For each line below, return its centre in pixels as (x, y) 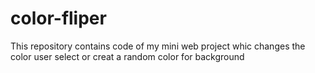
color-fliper (58, 18)
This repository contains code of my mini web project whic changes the (158, 46)
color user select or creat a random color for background (127, 56)
